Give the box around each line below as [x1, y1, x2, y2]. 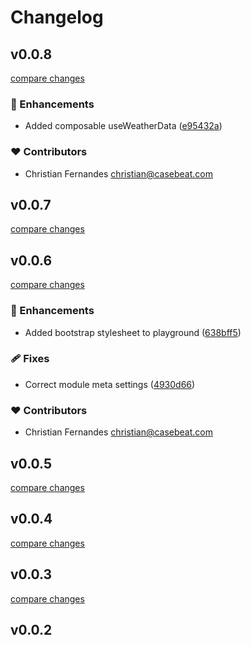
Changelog [10, 6, 104, 29]
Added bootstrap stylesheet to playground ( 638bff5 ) [24, 326, 242, 338]
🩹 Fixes [10, 352, 50, 366]
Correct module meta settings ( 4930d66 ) [24, 378, 196, 390]
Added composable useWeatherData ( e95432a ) [24, 120, 223, 132]
